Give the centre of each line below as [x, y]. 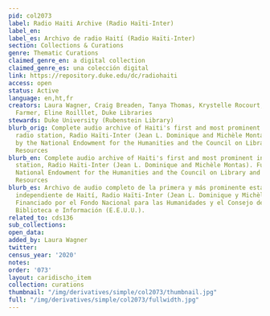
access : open [30, 83]
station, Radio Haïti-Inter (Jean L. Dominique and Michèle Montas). [134, 166]
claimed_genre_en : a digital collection [77, 61]
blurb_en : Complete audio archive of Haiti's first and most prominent [131, 158]
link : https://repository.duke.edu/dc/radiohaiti [93, 76]
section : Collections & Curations [66, 46]
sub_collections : [37, 225]
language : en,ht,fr [41, 98]
